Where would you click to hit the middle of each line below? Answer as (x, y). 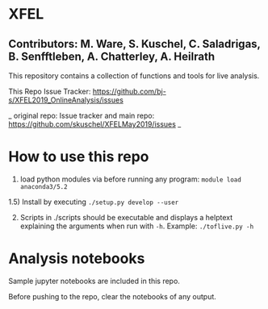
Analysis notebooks (77, 259)
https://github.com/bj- (130, 91)
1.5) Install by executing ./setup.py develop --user (94, 202)
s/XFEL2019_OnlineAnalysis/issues (66, 100)
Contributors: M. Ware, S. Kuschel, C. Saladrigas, (134, 44)
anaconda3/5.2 (44, 186)
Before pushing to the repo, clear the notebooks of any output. (112, 296)
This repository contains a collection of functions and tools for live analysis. (134, 76)
